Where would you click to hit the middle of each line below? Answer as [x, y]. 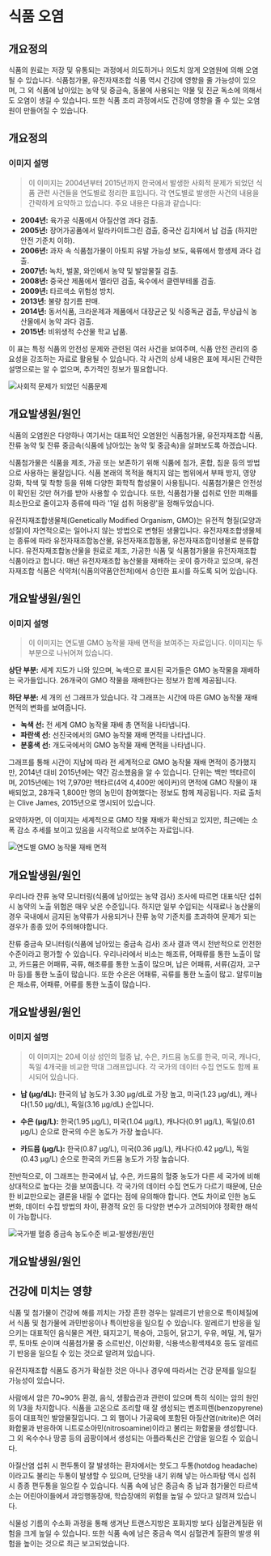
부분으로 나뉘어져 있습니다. [70, 653]
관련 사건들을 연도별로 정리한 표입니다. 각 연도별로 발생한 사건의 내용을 [148, 193]
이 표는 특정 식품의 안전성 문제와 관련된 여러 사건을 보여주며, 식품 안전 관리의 [129, 348]
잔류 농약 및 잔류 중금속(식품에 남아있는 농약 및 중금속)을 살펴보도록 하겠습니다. [133, 445]
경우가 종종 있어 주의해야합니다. [58, 927]
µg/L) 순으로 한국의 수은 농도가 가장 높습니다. [91, 1131]
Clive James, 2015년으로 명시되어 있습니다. [86, 803]
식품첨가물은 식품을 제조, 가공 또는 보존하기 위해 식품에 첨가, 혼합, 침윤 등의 [127, 462]
